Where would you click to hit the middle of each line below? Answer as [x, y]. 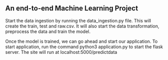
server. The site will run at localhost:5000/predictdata [61, 52]
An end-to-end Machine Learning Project [72, 8]
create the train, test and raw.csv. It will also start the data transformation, [82, 26]
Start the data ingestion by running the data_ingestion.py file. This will [78, 20]
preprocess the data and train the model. [48, 31]
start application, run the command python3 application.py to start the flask [84, 47]
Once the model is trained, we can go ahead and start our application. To [81, 41]
